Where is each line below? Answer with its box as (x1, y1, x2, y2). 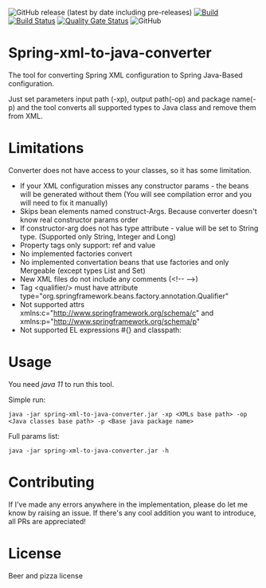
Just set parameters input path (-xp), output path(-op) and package (8, 94, 231, 104)
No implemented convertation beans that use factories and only (19, 257, 229, 266)
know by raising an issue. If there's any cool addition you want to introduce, (8, 507, 256, 518)
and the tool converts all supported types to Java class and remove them (17, 102, 256, 112)
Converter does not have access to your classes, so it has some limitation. (8, 165, 252, 175)
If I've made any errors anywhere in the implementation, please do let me (8, 499, 248, 509)
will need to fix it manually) (19, 198, 108, 207)
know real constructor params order (19, 215, 139, 224)
